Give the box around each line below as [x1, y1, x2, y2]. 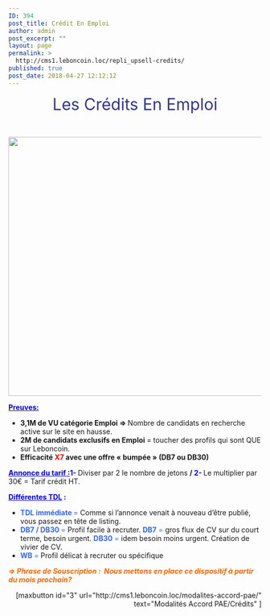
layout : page [8, 42, 52, 50]
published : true [8, 65, 63, 73]
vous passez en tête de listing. [19, 516, 121, 526]
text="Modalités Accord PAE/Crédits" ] [133, 598, 262, 609]
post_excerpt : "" [8, 34, 67, 43]
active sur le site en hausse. [19, 427, 112, 436]
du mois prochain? [8, 574, 72, 585]
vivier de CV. [19, 542, 63, 551]
